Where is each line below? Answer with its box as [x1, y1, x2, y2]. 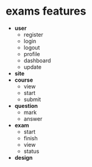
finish [23, 134, 38, 141]
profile [23, 50, 40, 57]
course [14, 76, 34, 83]
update [23, 63, 42, 71]
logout [23, 44, 40, 51]
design [14, 154, 33, 161]
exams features [5, 4, 87, 18]
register [23, 30, 44, 38]
